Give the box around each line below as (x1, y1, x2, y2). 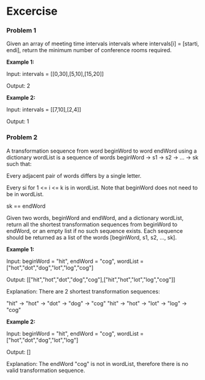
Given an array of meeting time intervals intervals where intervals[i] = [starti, (6, 40, 199, 47)
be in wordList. (6, 190, 44, 197)
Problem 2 (6, 133, 38, 142)
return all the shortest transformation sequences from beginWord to (6, 221, 178, 228)
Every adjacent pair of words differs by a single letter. (6, 172, 142, 179)
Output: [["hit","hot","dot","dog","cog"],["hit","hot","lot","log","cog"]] (6, 276, 176, 283)
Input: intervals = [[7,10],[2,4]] (6, 106, 82, 113)
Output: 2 (6, 82, 31, 89)
